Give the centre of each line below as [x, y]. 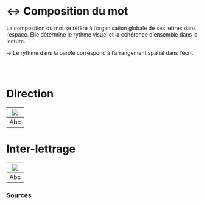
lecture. [16, 41]
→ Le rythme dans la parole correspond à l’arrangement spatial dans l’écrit [100, 52]
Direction [30, 94]
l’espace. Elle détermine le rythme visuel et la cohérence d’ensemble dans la [102, 34]
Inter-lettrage [41, 149]
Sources [19, 195]
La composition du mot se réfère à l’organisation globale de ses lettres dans [101, 28]
